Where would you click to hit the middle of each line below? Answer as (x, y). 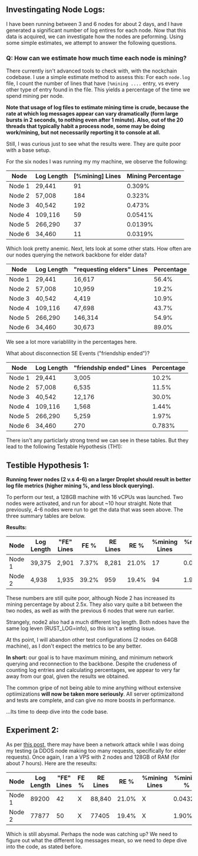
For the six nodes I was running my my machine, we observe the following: (97, 162)
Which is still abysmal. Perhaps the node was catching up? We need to (92, 834)
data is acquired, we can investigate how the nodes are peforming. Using (95, 36)
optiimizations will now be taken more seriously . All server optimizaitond (95, 694)
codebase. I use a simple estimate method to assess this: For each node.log (98, 77)
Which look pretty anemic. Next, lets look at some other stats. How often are (99, 249)
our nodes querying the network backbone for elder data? (77, 255)
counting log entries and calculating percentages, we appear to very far (93, 670)
